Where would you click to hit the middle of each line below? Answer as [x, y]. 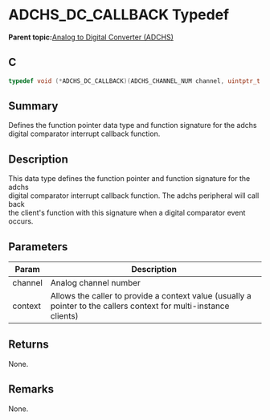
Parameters [38, 247]
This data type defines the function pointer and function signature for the [129, 179]
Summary [33, 106]
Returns [29, 345]
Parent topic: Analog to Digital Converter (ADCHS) [91, 37]
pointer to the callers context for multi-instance [140, 306]
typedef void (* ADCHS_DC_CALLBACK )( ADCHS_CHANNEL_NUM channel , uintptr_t [135, 81]
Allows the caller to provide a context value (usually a [151, 296]
